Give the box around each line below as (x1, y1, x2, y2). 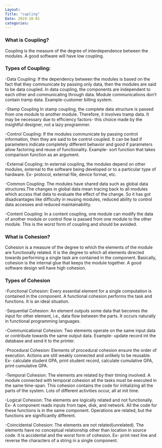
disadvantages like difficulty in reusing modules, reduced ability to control (5, 196, 152, 202)
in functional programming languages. (5, 318, 81, 324)
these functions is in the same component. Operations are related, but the (5, 408, 152, 414)
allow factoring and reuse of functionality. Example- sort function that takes (5, 146, 156, 152)
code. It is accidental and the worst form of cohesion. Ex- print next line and (5, 432, 157, 438)
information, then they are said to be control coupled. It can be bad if (5, 136, 142, 142)
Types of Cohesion (5, 277, 51, 284)
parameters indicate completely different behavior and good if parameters (5, 141, 153, 147)
